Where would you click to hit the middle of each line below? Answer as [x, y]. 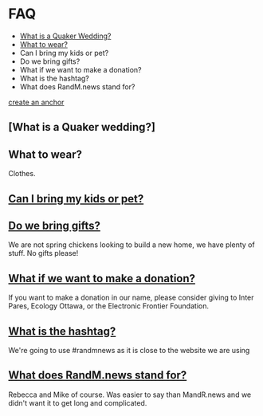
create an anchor [36, 102]
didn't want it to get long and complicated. [78, 402]
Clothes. [22, 174]
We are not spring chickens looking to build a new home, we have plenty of [131, 245]
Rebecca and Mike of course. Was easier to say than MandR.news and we [130, 394]
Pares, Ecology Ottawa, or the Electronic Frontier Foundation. [109, 306]
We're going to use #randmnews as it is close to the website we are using [129, 350]
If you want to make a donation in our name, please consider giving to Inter [131, 298]
